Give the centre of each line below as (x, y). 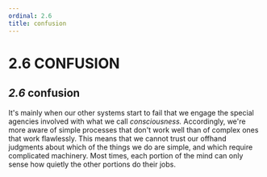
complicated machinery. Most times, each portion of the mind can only (126, 155)
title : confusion (38, 23)
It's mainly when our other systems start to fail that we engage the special (131, 112)
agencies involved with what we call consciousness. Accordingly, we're (127, 121)
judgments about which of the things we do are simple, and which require (131, 147)
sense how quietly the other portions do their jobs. (92, 164)
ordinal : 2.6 (30, 16)
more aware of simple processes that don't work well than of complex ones (133, 129)
